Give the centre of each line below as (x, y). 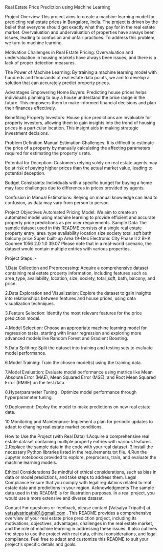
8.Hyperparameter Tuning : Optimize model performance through (71, 392)
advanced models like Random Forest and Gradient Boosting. (67, 338)
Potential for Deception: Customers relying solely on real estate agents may (81, 163)
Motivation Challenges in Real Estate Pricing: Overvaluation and (69, 52)
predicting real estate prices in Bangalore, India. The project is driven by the (81, 22)
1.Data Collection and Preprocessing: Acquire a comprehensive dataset (77, 268)
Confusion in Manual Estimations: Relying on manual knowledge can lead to (81, 197)
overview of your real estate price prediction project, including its (71, 518)
